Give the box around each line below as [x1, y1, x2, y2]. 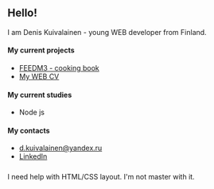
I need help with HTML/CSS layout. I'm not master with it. [7, 172, 196, 181]
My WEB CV [18, 71, 60, 82]
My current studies [7, 90, 72, 99]
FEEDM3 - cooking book [18, 64, 100, 73]
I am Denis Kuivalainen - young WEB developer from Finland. [7, 27, 208, 37]
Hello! [7, 6, 37, 20]
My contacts [7, 125, 50, 135]
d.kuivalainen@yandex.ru [18, 143, 103, 153]
